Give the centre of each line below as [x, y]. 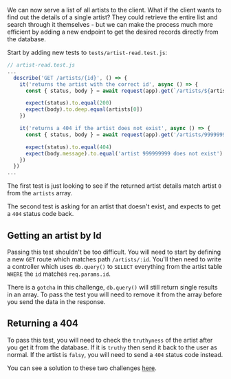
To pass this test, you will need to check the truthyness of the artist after [110, 340]
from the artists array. [40, 193]
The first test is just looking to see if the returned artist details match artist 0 [114, 186]
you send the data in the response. [56, 301]
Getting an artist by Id [54, 236]
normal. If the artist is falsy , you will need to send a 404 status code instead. [115, 354]
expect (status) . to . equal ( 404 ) [68, 147]
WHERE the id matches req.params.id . [59, 274]
